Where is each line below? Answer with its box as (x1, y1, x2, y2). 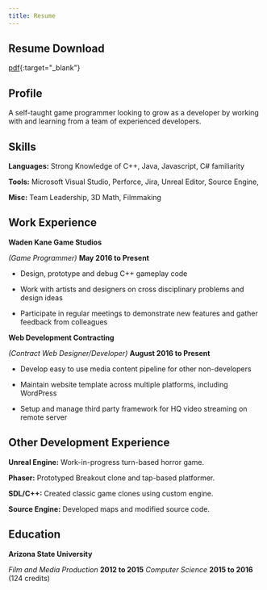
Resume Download (8, 42, 105, 56)
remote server (19, 412, 68, 422)
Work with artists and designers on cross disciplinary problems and (19, 284, 244, 294)
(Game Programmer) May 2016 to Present (8, 253, 149, 262)
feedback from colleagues (19, 316, 108, 327)
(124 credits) (8, 573, 51, 583)
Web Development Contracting (8, 333, 115, 342)
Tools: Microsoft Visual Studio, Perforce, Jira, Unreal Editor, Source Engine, (8, 177, 260, 186)
